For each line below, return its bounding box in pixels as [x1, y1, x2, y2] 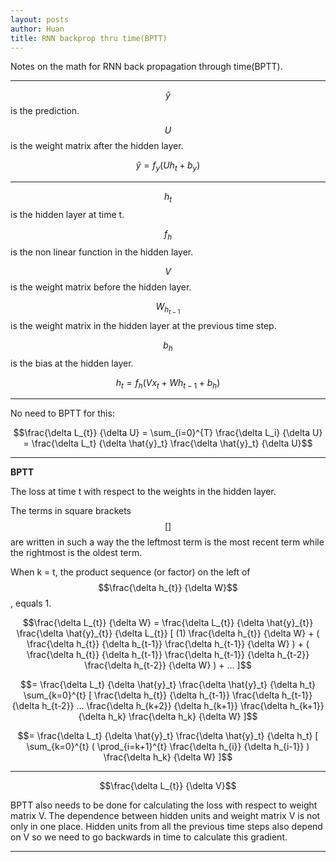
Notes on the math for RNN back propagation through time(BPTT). [10, 61, 283, 73]
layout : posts [10, 14, 70, 25]
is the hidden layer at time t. [10, 208, 125, 220]
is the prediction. [10, 105, 80, 117]
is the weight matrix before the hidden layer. [10, 281, 192, 293]
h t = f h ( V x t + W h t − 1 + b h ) [115, 376, 221, 391]
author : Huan [10, 24, 65, 34]
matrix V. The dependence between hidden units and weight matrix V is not [10, 810, 321, 822]
